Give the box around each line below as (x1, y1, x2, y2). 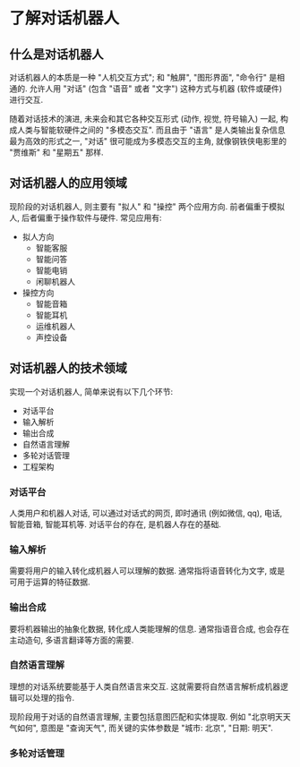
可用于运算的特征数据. (9, 576, 91, 587)
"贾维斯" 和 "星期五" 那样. (9, 147, 104, 158)
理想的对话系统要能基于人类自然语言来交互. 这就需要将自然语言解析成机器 (9, 681, 280, 692)
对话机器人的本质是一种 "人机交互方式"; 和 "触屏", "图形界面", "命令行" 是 (9, 72, 278, 82)
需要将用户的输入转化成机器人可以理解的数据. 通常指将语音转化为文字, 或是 (9, 566, 285, 576)
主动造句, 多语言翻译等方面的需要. (9, 635, 134, 645)
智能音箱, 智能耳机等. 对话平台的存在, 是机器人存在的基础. (9, 518, 221, 529)
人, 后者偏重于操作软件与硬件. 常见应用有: (9, 212, 162, 223)
